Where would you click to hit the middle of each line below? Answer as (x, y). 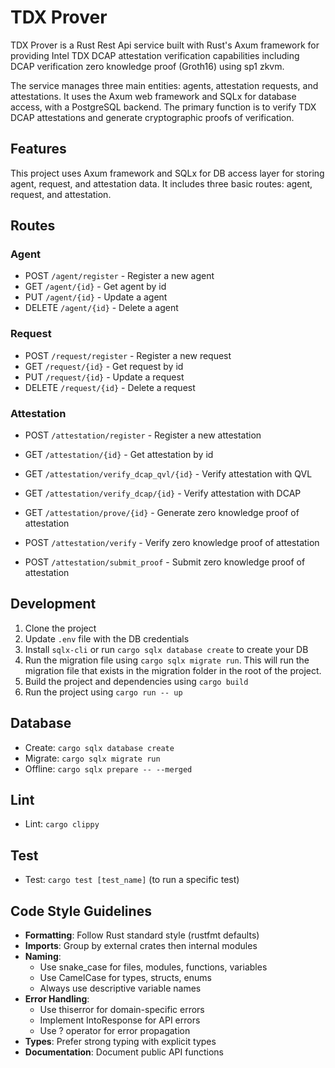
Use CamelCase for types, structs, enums (125, 978)
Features (38, 149)
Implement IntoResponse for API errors (120, 1020)
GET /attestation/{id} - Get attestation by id (119, 455)
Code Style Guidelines (81, 911)
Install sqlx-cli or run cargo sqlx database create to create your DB (166, 649)
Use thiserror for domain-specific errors (122, 1010)
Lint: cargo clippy (62, 824)
